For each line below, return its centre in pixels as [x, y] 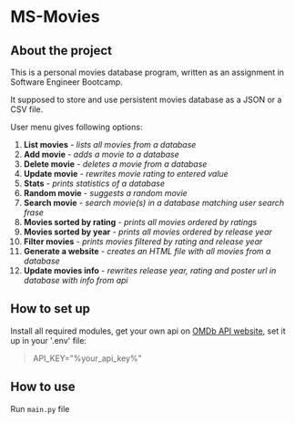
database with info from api [76, 280]
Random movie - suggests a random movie [105, 193]
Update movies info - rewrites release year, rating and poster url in [150, 270]
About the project [61, 51]
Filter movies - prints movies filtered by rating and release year [143, 242]
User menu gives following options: [76, 127]
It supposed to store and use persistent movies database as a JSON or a [146, 99]
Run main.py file [40, 408]
